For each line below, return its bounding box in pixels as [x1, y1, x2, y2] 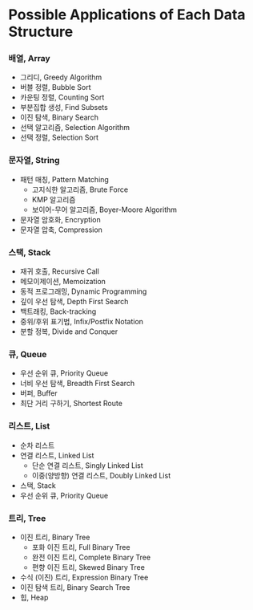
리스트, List [8, 421, 50, 432]
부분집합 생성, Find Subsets [19, 103, 108, 112]
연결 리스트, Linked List [19, 450, 94, 460]
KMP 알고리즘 [31, 194, 76, 204]
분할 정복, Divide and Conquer [19, 327, 118, 336]
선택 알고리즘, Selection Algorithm [19, 123, 131, 132]
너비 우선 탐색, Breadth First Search [19, 379, 135, 388]
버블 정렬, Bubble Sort [19, 83, 91, 92]
